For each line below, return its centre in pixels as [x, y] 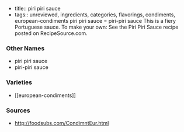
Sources [18, 110]
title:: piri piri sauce [37, 8]
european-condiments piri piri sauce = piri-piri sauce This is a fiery [95, 21]
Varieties [19, 82]
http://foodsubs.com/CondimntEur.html [62, 123]
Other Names [25, 48]
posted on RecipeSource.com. [51, 33]
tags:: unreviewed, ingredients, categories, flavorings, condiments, [95, 15]
